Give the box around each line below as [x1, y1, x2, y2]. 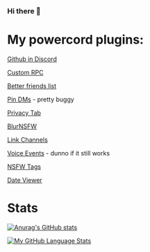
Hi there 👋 [7, 6, 42, 16]
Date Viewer [7, 176, 43, 184]
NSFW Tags [7, 162, 42, 171]
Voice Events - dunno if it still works [7, 149, 110, 157]
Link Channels [7, 135, 49, 144]
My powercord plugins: [7, 32, 144, 48]
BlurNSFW [7, 121, 37, 131]
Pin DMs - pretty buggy [7, 95, 74, 103]
